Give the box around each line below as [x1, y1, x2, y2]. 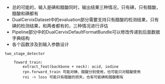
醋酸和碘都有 [11, 10, 38, 16]
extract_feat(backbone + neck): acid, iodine [22, 64, 119, 69]
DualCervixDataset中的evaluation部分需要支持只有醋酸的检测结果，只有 [11, 17, 159, 22]
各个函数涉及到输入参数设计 [11, 42, 69, 47]
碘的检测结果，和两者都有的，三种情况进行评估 [11, 23, 108, 29]
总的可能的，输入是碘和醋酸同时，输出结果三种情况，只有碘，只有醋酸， [11, 4, 161, 10]
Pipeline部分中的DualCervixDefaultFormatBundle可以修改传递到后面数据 [11, 29, 161, 35]
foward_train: [13, 60, 43, 65]
